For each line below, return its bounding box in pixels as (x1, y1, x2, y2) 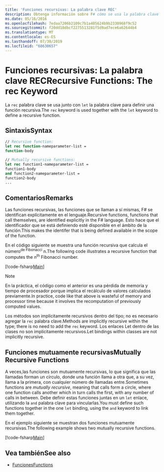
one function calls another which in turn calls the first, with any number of (5, 390, 154, 396)
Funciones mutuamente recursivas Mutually (5, 348, 141, 356)
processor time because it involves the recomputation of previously (5, 298, 141, 304)
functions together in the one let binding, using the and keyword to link (5, 405, 148, 411)
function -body (5, 149, 34, 153)
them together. (5, 410, 35, 417)
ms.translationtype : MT (5, 30, 54, 35)
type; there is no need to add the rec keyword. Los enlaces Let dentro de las (5, 323, 159, 329)
